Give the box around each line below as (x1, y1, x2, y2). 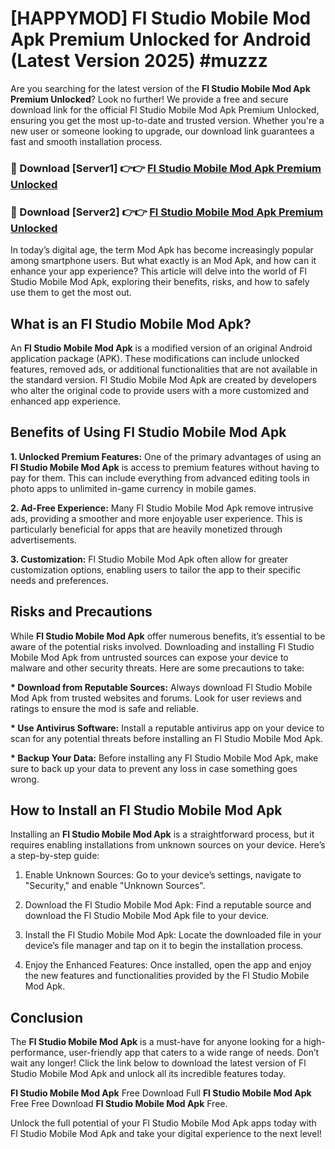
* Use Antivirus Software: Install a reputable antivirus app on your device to (10, 722, 325, 734)
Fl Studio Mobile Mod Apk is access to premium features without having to (10, 461, 320, 473)
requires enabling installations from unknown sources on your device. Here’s (10, 839, 326, 851)
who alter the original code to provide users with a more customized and (10, 384, 310, 396)
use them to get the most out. (10, 287, 132, 299)
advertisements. (10, 533, 77, 546)
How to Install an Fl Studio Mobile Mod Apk (10, 802, 283, 819)
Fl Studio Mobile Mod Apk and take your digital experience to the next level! (10, 1128, 322, 1140)
